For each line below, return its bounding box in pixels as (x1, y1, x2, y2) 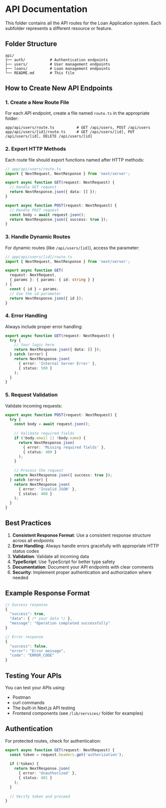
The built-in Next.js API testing (12, 705, 76, 711)
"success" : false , (9, 643, 48, 649)
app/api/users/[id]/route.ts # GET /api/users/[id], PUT (5, 130, 135, 135)
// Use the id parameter (9, 291, 61, 296)
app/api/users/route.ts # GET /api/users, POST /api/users (5, 125, 151, 130)
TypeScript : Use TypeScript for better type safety (12, 559, 116, 565)
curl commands (12, 699, 45, 705)
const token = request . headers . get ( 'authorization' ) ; (9, 752, 124, 757)
